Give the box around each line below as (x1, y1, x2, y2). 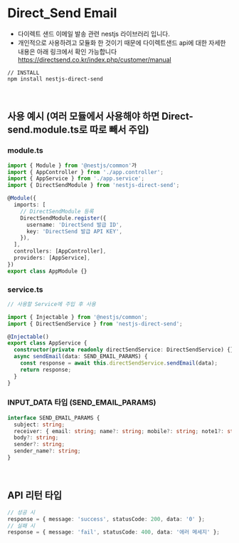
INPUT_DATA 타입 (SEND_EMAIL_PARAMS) (7, 397, 156, 407)
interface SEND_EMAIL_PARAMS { (7, 414, 100, 422)
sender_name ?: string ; (14, 447, 81, 455)
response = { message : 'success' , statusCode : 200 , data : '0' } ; (7, 515, 206, 522)
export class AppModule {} (7, 268, 87, 275)
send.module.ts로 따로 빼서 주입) (7, 123, 149, 136)
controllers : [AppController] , (14, 248, 107, 255)
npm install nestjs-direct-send (7, 75, 103, 83)
